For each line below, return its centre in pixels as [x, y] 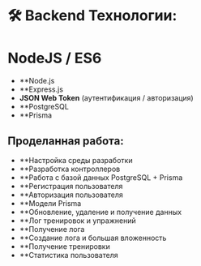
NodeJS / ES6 [55, 58]
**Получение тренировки [64, 246]
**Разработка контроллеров [70, 169]
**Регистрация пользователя [71, 186]
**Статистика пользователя [68, 255]
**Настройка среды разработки [76, 160]
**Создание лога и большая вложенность [93, 238]
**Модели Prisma [50, 203]
